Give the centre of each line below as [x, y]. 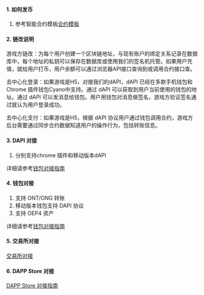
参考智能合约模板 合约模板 [47, 24]
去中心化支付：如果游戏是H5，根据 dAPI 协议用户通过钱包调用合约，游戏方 [100, 118]
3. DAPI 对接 [22, 140]
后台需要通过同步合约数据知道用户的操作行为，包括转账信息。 [83, 126]
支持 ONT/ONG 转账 [40, 197]
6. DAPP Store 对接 [30, 271]
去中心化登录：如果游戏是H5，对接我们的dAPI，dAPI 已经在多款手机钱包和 [100, 82]
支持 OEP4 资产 [34, 213]
